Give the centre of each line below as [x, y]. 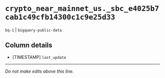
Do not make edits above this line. [40, 71]
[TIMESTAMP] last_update [39, 57]
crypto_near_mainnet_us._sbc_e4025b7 [82, 9]
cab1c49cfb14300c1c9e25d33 [60, 17]
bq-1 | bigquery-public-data [34, 30]
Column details [29, 45]
